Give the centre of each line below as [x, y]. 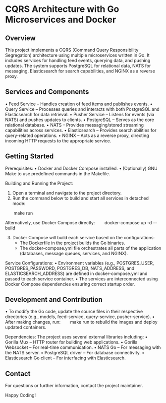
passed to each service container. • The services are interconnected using [82, 278]
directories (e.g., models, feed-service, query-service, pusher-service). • [80, 317]
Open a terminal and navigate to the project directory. [67, 193]
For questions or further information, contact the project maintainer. [74, 386]
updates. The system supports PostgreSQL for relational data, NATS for [78, 66]
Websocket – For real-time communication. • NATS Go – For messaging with [83, 347]
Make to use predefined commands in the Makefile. [58, 173]
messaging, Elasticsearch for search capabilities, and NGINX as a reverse [80, 71]
